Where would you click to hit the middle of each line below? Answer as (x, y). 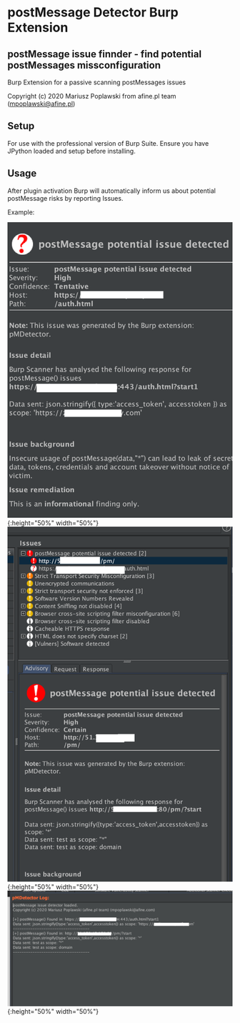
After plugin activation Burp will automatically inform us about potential (112, 191)
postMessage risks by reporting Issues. (65, 198)
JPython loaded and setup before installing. (71, 151)
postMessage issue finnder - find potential (105, 54)
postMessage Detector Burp (93, 13)
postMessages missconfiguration (84, 65)
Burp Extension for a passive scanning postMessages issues (97, 82)
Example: (21, 212)
